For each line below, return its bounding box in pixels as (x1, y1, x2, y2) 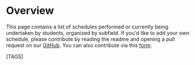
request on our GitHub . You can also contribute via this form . (6, 42, 152, 49)
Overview (6, 4, 54, 17)
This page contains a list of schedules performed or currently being (6, 23, 169, 30)
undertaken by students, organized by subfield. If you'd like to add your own (6, 29, 190, 36)
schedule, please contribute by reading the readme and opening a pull (6, 35, 175, 42)
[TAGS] (6, 53, 23, 60)
